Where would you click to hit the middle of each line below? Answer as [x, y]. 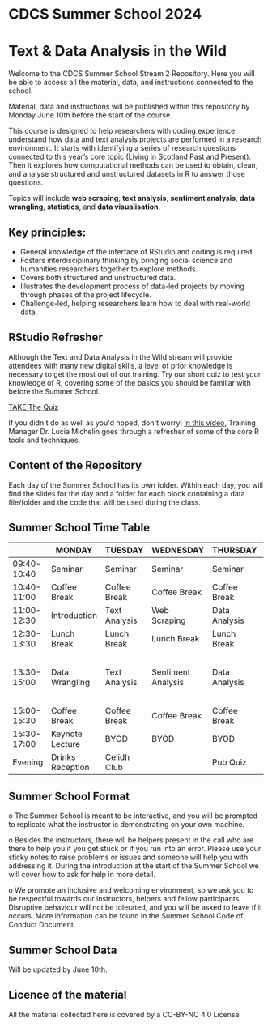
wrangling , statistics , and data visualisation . [85, 207]
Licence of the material [68, 995]
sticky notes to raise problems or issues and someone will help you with [128, 857]
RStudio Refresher [55, 337]
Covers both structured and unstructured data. [98, 277]
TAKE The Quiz [34, 407]
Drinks [64, 757]
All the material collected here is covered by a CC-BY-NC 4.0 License [124, 1014]
